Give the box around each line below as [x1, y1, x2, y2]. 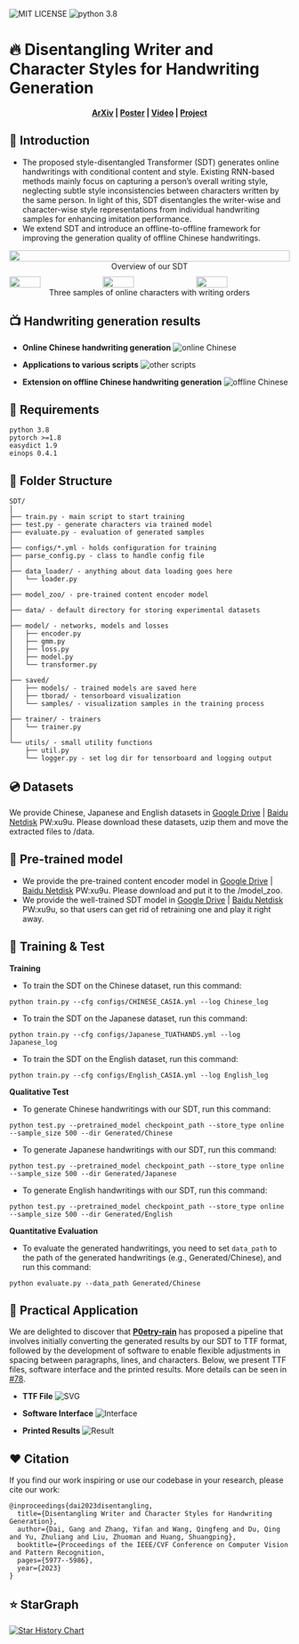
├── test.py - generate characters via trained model [9, 521, 214, 530]
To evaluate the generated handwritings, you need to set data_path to [21, 1243, 278, 1253]
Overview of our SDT [110, 261, 189, 271]
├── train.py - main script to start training [9, 513, 185, 522]
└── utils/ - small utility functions [9, 739, 153, 748]
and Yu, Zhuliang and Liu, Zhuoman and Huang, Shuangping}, [9, 1533, 238, 1542]
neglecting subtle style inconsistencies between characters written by [21, 185, 279, 196]
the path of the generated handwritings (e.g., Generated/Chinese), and [21, 1251, 282, 1263]
